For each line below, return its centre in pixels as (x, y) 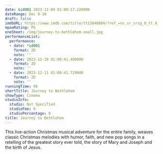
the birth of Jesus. (23, 147)
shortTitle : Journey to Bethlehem (40, 91)
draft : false (18, 18)
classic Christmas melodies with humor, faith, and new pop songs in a (75, 137)
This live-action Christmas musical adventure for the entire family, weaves (79, 132)
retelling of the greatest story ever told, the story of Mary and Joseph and (79, 142)
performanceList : (23, 37)
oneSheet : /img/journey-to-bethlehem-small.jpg (54, 32)
